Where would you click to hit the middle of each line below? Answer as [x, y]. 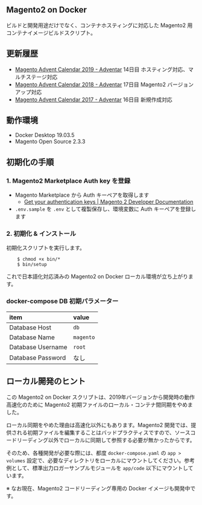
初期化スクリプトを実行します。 [46, 248]
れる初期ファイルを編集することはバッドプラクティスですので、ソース [103, 432]
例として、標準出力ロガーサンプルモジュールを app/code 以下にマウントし [97, 468]
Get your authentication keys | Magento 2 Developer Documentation [109, 202]
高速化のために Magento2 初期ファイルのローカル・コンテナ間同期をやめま [99, 404]
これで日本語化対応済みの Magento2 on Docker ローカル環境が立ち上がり [97, 276]
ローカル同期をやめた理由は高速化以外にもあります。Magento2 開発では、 [99, 425]
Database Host [30, 327]
